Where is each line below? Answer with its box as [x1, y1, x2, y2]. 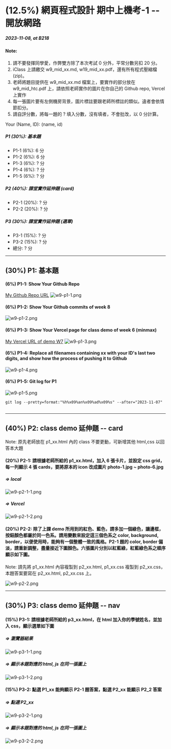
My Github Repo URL [5, 292, 49, 298]
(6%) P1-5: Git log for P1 [5, 379, 57, 385]
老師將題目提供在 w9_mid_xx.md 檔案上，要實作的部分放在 [12, 79, 136, 85]
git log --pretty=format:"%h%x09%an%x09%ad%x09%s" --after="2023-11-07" [5, 400, 163, 405]
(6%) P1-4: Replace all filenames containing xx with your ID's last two [5, 350, 155, 356]
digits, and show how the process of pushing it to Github [5, 356, 127, 362]
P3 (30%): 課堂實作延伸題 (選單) [5, 218, 73, 225]
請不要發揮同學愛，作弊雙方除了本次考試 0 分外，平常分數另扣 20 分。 [12, 60, 160, 66]
